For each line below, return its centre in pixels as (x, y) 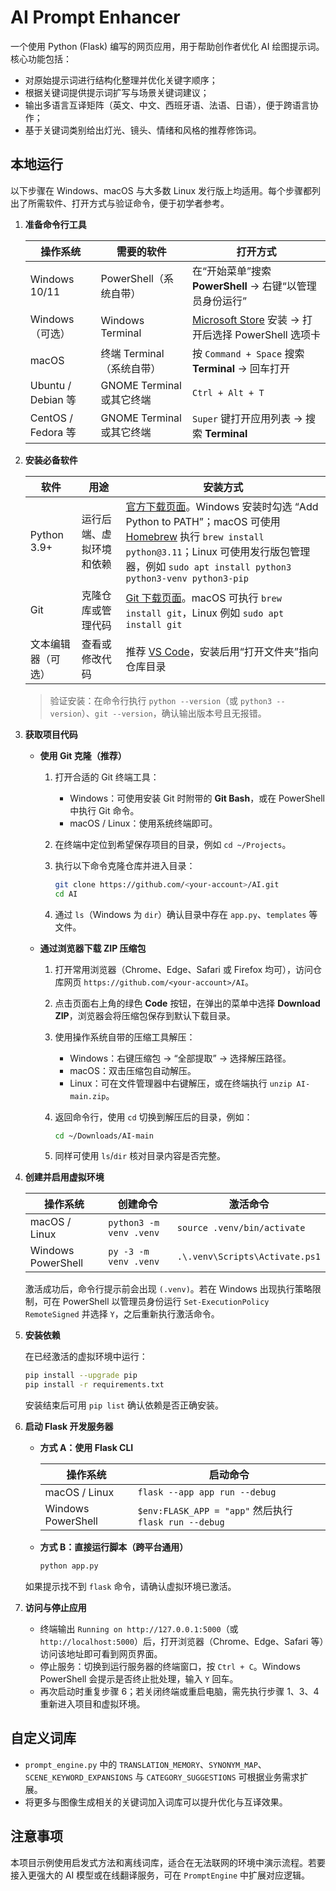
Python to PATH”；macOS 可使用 (203, 521)
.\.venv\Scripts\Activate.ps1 (248, 1257)
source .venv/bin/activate (241, 1228)
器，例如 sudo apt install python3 (208, 566)
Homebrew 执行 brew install (195, 536)
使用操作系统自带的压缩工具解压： (125, 1037)
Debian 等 (53, 399)
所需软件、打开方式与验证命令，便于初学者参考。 (128, 203)
